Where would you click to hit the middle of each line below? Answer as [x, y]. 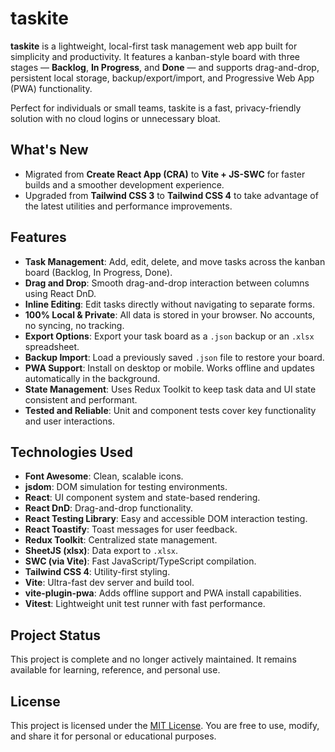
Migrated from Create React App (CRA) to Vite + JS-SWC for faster [165, 174]
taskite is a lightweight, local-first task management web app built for [154, 46]
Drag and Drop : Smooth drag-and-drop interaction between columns [167, 283]
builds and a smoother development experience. [124, 184]
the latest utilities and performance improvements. [128, 206]
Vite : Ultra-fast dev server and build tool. [109, 583]
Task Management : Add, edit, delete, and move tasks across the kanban [175, 261]
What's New [49, 150]
